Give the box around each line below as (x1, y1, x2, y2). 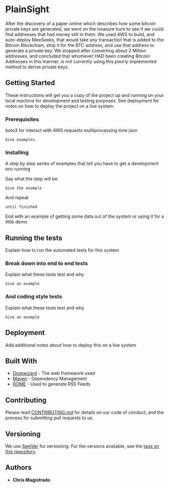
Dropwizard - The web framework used (12, 370, 95, 376)
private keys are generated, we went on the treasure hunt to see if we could (5, 25, 164, 32)
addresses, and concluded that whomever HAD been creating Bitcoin (5, 53, 150, 59)
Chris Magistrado (12, 477, 51, 483)
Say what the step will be (5, 176, 58, 182)
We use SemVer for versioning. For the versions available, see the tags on (5, 443, 159, 449)
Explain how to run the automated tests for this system (5, 247, 119, 253)
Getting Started (5, 79, 55, 87)
